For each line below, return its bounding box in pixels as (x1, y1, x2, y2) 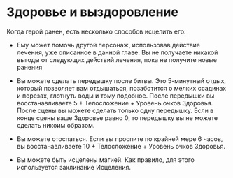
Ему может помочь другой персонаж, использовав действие (16, 40, 201, 49)
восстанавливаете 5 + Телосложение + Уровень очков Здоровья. (16, 98, 213, 107)
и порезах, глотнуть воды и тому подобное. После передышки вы (16, 91, 215, 100)
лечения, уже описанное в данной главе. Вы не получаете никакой (16, 48, 218, 57)
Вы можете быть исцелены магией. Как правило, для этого (16, 155, 195, 164)
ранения (16, 63, 43, 71)
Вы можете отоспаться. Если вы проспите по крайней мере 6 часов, (16, 134, 223, 143)
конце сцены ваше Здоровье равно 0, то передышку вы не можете (16, 113, 218, 122)
